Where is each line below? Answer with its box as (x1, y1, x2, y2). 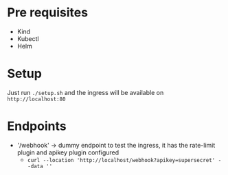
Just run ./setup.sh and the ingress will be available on (7, 88, 164, 96)
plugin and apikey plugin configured (16, 148, 119, 157)
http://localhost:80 (7, 96, 67, 103)
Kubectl (16, 34, 39, 42)
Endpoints (7, 118, 67, 134)
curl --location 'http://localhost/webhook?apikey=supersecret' (27, 157, 216, 163)
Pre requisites (7, 5, 88, 21)
